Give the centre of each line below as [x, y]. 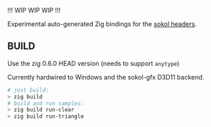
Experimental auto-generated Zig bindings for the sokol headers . [102, 24]
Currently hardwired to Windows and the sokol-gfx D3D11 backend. [106, 77]
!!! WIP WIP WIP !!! [34, 10]
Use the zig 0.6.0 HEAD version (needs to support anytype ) [93, 63]
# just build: [28, 90]
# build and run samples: [45, 103]
